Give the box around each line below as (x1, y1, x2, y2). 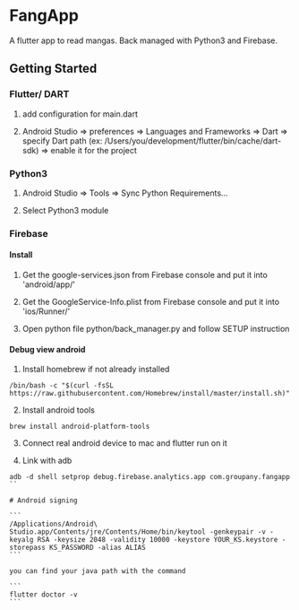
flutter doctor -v (9, 590, 78, 599)
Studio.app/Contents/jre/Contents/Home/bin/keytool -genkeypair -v (9, 527, 267, 536)
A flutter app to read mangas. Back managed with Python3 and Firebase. (9, 35, 278, 46)
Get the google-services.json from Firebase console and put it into (21, 270, 269, 281)
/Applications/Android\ (9, 519, 98, 529)
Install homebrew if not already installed (21, 364, 170, 375)
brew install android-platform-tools (9, 423, 150, 431)
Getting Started (9, 61, 98, 76)
